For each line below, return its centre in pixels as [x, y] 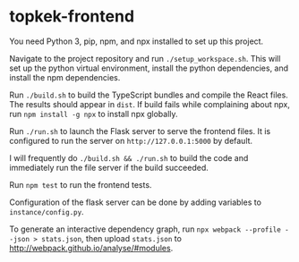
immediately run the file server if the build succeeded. [109, 167]
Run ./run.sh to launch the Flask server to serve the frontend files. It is [140, 131]
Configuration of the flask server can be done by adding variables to [136, 202]
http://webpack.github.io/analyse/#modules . [91, 248]
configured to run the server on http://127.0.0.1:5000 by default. [131, 140]
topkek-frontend [72, 17]
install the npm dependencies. [65, 77]
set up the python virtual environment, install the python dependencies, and [149, 68]
